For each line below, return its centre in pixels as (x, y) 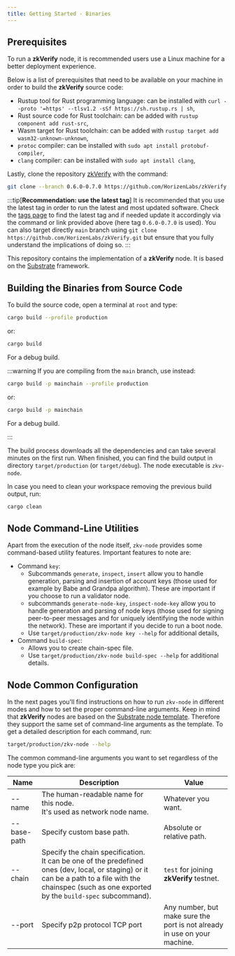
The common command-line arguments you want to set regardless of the (113, 758)
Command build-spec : (50, 641)
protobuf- (195, 146)
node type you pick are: (41, 765)
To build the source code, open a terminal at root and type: (93, 305)
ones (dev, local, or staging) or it (95, 870)
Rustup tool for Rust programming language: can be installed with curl (119, 101)
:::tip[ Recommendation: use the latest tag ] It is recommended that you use (116, 200)
